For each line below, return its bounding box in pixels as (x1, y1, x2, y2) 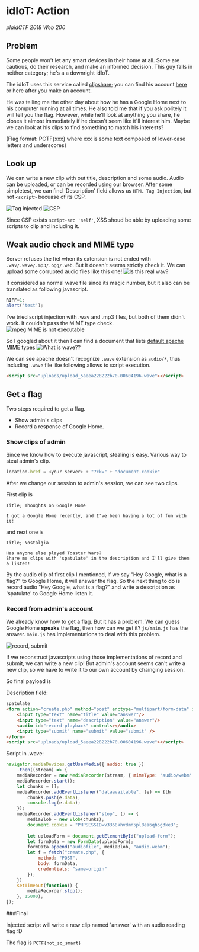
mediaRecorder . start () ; (17, 778, 76, 784)
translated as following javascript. (6, 286, 88, 293)
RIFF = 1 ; (6, 297, 25, 303)
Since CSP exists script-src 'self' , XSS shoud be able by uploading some (6, 216, 191, 223)
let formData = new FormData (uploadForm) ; (27, 838, 134, 845)
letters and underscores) (6, 141, 67, 149)
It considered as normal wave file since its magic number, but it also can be (6, 280, 190, 287)
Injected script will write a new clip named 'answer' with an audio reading (6, 921, 185, 928)
